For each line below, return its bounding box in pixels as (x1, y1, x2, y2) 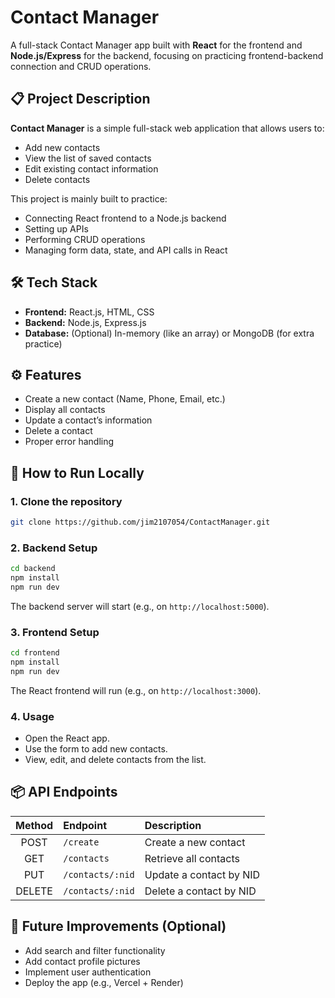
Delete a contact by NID (144, 884, 257, 898)
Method (15, 818, 54, 832)
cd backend (10, 564, 56, 574)
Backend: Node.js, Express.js (24, 316, 147, 328)
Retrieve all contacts (144, 851, 240, 865)
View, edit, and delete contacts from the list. (24, 754, 207, 766)
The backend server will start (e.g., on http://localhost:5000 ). (10, 600, 270, 612)
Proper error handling (24, 436, 115, 448)
